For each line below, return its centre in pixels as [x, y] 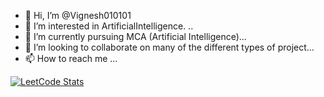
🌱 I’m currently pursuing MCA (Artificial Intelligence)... [135, 36]
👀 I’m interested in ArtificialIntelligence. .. [109, 26]
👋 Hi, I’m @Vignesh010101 [78, 15]
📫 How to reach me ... [71, 58]
